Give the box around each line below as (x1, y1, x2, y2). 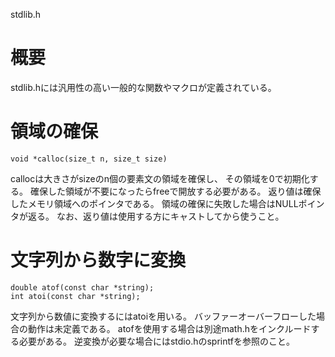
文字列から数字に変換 (10, 249, 187, 272)
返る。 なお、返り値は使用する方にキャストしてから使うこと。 (27, 210, 285, 222)
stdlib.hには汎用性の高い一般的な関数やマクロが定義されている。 (10, 81, 277, 93)
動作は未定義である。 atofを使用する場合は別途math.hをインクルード (27, 322, 312, 334)
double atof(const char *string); (10, 282, 155, 293)
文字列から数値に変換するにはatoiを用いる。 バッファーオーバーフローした (10, 310, 317, 322)
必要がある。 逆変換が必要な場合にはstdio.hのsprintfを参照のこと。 (18, 335, 295, 347)
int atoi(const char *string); (10, 291, 141, 301)
